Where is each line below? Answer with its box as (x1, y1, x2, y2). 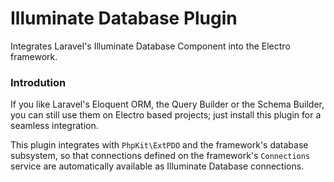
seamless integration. (10, 120, 99, 132)
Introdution (10, 75, 67, 89)
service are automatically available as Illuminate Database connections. (10, 160, 305, 172)
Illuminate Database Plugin (10, 7, 238, 30)
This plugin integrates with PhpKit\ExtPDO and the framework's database (10, 139, 309, 151)
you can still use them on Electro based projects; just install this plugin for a (10, 109, 322, 121)
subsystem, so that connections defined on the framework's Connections (10, 150, 311, 162)
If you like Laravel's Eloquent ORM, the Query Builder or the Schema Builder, (10, 98, 325, 111)
